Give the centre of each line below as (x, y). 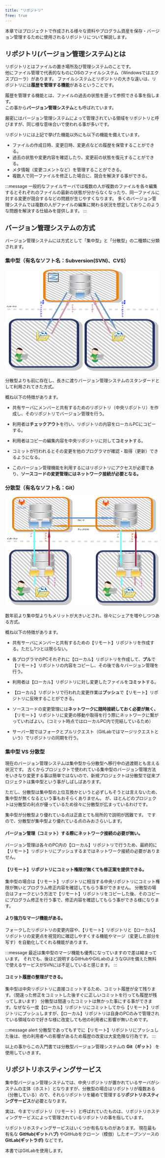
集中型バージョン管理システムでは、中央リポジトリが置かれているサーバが (80, 1082)
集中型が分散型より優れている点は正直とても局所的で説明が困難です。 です (81, 815)
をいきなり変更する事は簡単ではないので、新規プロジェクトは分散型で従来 (80, 775)
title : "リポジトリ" (24, 10)
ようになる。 (29, 457)
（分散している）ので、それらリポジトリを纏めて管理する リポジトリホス (78, 1095)
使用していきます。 (24, 1053)
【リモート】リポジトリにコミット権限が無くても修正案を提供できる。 (76, 870)
